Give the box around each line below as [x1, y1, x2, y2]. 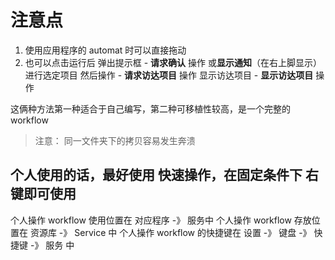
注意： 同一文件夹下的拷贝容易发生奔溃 [34, 134, 196, 146]
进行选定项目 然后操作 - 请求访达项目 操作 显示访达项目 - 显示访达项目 [24, 69, 314, 81]
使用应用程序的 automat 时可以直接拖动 [24, 44, 187, 56]
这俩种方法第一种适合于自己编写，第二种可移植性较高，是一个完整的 [10, 102, 291, 115]
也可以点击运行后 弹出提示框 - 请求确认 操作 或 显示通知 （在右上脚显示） [24, 56, 322, 68]
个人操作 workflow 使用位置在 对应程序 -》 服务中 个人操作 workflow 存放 [10, 214, 312, 226]
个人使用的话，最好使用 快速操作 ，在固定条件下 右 [10, 167, 319, 184]
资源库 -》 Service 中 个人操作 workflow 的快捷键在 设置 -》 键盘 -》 [29, 226, 312, 238]
